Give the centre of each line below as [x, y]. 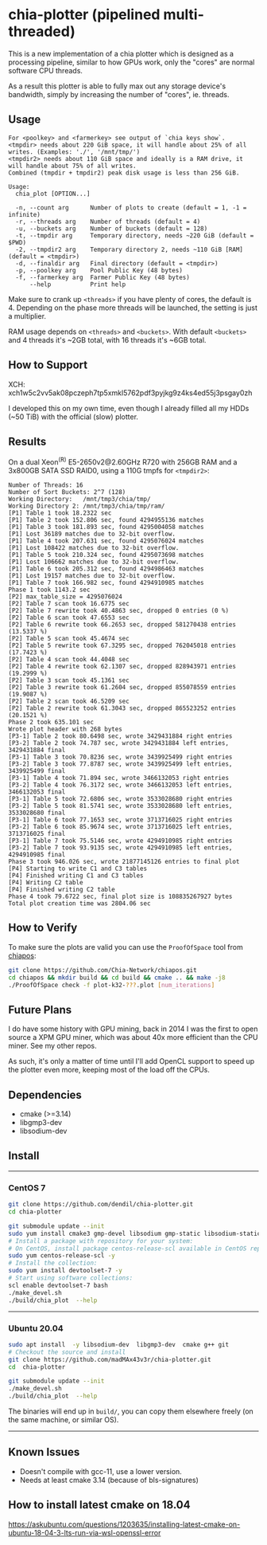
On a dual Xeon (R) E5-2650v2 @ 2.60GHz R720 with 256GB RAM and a [123, 461]
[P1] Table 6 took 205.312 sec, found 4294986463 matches [106, 569]
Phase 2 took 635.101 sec [51, 723]
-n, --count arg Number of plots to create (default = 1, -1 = [131, 208]
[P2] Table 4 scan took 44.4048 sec [69, 660]
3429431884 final [37, 751]
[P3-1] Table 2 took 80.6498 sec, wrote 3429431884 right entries [120, 736]
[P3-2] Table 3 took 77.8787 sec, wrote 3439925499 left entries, [120, 764]
